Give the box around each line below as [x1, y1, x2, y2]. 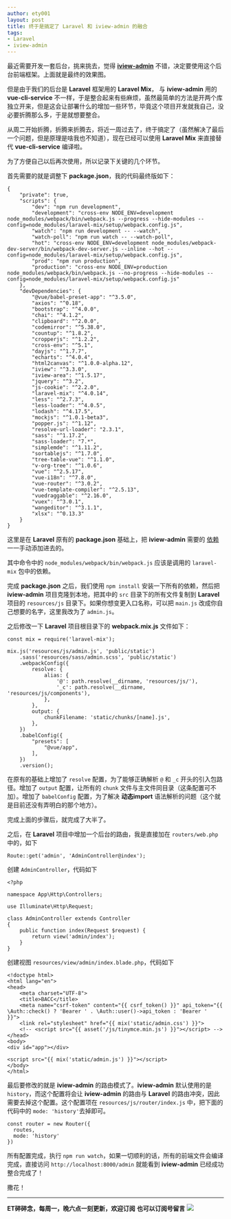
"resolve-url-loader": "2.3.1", [32, 426, 125, 433]
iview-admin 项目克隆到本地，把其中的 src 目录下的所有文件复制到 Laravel [7, 591, 220, 598]
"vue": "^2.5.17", [32, 468, 85, 475]
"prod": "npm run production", [32, 258, 122, 265]
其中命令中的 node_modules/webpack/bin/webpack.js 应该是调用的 [7, 558, 191, 567]
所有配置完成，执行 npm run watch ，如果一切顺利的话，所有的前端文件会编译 [7, 1152, 224, 1159]
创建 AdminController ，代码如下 [7, 866, 98, 873]
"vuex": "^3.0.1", [32, 498, 85, 505]
